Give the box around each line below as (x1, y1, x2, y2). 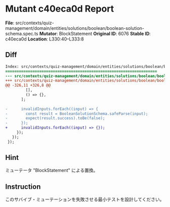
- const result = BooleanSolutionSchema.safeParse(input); (5, 111, 148, 116)
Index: (5, 64, 19, 69)
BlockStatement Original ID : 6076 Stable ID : (59, 30, 151, 36)
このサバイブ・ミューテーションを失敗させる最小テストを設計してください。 (5, 196, 164, 202)
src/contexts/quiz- (15, 20, 54, 26)
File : (5, 20, 15, 26)
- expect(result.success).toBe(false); (5, 116, 105, 121)
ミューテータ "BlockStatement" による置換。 (5, 168, 98, 174)
